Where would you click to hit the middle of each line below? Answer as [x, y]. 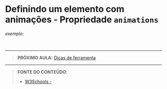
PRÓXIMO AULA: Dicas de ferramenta [56, 58]
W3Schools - [38, 82]
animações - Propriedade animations [82, 20]
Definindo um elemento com [65, 9]
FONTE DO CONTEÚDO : [42, 72]
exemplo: [14, 34]
